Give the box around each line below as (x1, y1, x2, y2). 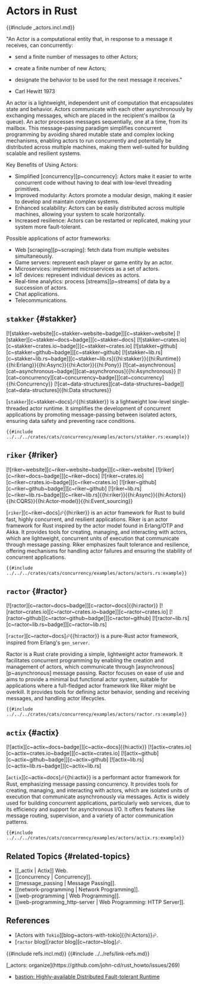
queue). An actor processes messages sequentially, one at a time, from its (6, 118, 188, 125)
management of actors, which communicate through (6, 663, 135, 671)
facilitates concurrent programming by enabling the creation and (6, 657, 165, 664)
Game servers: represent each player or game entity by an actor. (14, 258, 173, 266)
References (6, 916, 50, 926)
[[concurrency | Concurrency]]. (14, 873, 92, 880)
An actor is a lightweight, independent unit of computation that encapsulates (6, 99, 194, 106)
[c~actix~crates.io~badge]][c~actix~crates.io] (6, 750, 120, 757)
